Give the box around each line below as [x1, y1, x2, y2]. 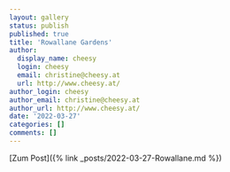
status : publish [9, 21, 69, 30]
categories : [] [9, 121, 65, 129]
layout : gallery [9, 12, 69, 22]
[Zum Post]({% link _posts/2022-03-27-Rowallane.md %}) [9, 152, 223, 163]
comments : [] [9, 129, 57, 137]
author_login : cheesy [9, 87, 89, 96]
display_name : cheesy [17, 54, 97, 63]
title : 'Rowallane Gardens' [9, 37, 113, 47]
